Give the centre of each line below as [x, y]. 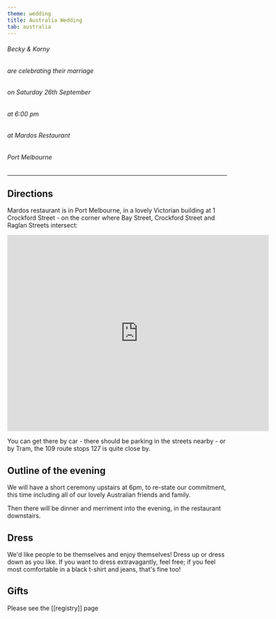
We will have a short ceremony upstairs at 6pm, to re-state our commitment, [117, 487]
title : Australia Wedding [45, 20]
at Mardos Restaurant [39, 135]
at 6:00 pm [23, 114]
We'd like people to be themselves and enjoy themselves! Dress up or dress [116, 555]
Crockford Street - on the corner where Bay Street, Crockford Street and [111, 218]
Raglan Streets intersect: [43, 225]
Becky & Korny [29, 49]
